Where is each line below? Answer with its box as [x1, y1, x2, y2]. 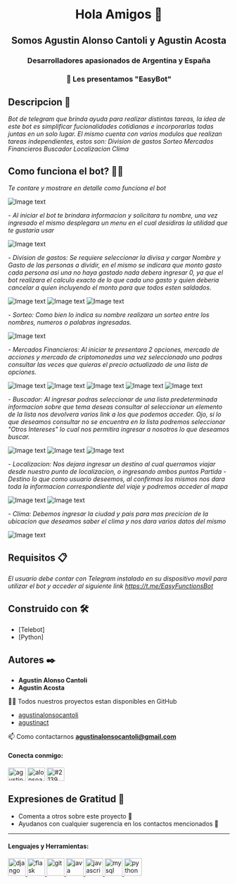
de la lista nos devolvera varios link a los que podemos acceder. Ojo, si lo [8, 410, 222, 418]
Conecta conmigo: [8, 752, 64, 760]
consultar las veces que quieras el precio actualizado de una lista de [8, 361, 208, 369]
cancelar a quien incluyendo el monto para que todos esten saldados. [8, 283, 212, 292]
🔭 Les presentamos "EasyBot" [66, 74, 172, 84]
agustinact [18, 718, 49, 727]
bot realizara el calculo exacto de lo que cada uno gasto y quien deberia [8, 276, 219, 285]
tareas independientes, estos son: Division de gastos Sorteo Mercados [8, 137, 214, 146]
